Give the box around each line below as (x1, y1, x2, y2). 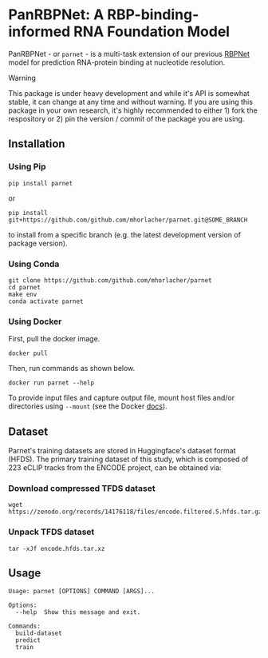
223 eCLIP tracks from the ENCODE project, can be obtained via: (8, 463, 222, 473)
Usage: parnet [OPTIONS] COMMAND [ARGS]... (8, 588, 156, 596)
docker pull (8, 349, 48, 357)
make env (8, 290, 37, 298)
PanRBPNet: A (8, 6, 104, 24)
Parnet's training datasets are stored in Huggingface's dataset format (8, 446, 236, 456)
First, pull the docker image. (8, 334, 100, 344)
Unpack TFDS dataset (8, 526, 95, 537)
